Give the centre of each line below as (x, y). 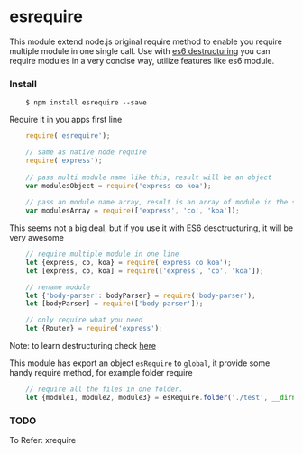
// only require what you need (84, 320)
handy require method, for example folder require (101, 373)
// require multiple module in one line (102, 254)
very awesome (37, 238)
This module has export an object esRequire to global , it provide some (140, 363)
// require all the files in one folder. (104, 389)
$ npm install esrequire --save (86, 103)
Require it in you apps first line (66, 120)
